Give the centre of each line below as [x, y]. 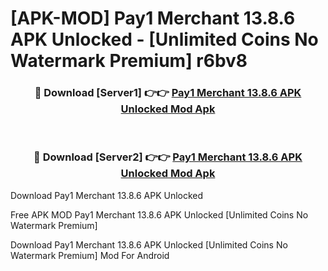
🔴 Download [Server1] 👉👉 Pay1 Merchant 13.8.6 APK [168, 93]
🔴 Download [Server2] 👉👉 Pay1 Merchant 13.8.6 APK [168, 157]
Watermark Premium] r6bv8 [129, 61]
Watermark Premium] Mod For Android [90, 255]
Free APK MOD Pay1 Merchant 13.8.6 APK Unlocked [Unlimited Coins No [159, 214]
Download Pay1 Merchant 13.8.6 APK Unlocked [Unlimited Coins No [149, 244]
